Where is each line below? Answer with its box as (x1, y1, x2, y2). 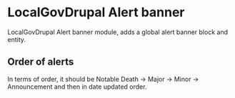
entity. (7, 35, 26, 43)
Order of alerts (7, 56, 74, 68)
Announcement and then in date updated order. (7, 82, 147, 91)
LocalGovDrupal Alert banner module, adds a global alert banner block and (7, 28, 229, 36)
